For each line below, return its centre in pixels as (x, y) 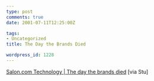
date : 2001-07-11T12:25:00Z (41, 22)
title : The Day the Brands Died (46, 44)
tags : (13, 33)
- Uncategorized (26, 39)
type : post (20, 12)
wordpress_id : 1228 (30, 55)
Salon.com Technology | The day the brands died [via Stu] (77, 72)
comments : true (25, 17)
